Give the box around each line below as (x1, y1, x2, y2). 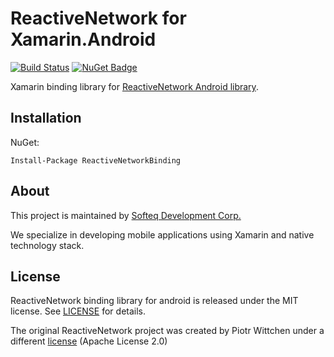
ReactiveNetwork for (10, 7, 187, 30)
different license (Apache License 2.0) (10, 335, 168, 347)
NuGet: (10, 136, 40, 148)
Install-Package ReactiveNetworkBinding (10, 155, 182, 166)
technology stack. (10, 239, 85, 251)
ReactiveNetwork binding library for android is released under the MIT (10, 295, 299, 307)
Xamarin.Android (10, 28, 157, 51)
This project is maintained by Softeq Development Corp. (10, 209, 242, 221)
